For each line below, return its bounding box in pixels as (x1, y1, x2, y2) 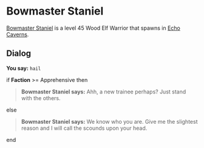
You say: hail (6, 64, 41, 72)
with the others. (21, 94, 61, 101)
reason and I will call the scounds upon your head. (21, 124, 148, 132)
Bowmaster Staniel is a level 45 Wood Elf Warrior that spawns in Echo (6, 24, 180, 32)
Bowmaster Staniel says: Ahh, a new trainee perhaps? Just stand (21, 88, 186, 95)
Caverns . (6, 30, 29, 38)
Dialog (6, 49, 32, 59)
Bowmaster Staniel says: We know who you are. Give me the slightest (21, 118, 198, 125)
